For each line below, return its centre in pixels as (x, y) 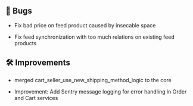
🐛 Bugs (19, 11)
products (25, 43)
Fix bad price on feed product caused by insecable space (85, 25)
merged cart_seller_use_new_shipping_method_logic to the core (93, 80)
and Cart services (36, 98)
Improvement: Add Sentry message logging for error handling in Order (100, 91)
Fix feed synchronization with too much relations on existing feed (94, 37)
